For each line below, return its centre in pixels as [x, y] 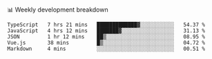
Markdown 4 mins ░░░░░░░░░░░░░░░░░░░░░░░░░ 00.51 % [106, 49]
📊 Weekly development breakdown [58, 10]
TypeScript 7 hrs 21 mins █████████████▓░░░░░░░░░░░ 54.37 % [106, 25]
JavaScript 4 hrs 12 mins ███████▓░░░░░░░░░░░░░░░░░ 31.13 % [106, 31]
